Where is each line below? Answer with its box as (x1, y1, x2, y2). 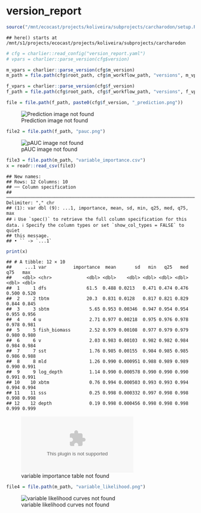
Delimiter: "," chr (6, 199, 55, 206)
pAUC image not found (21, 145, 78, 153)
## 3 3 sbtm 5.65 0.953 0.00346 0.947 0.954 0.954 (6, 306, 188, 312)
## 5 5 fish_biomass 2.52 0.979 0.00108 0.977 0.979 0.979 (6, 327, 188, 333)
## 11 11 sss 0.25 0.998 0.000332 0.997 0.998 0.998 (6, 390, 188, 396)
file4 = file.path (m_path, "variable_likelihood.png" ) (6, 484, 146, 490)
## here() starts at (6, 35, 58, 41)
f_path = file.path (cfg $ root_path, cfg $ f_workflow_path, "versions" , (6, 89, 184, 95)
